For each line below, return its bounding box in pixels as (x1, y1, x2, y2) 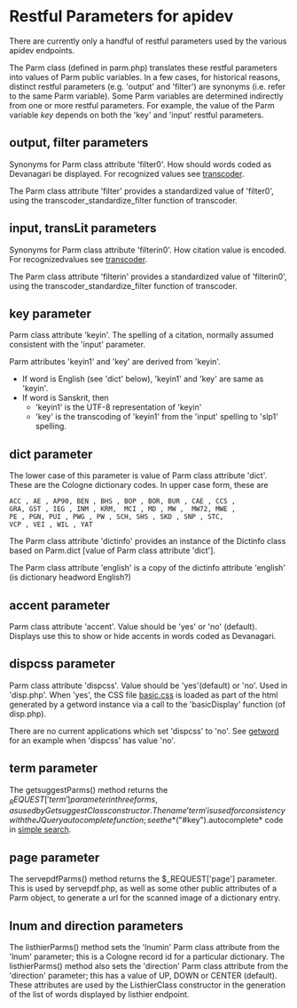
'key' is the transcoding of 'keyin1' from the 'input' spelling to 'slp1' (35, 412, 279, 422)
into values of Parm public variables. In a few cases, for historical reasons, (9, 71, 281, 82)
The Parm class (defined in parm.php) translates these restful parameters (9, 62, 277, 73)
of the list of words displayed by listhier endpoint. (9, 989, 190, 1000)
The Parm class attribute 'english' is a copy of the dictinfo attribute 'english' (9, 563, 286, 573)
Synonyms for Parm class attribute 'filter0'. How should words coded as (9, 158, 272, 170)
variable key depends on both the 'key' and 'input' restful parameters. (9, 109, 264, 120)
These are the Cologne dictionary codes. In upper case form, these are (9, 480, 269, 491)
